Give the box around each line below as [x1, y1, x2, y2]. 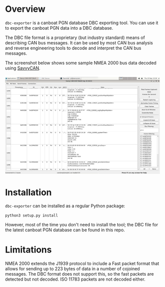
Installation [5, 186, 52, 198]
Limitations [5, 244, 52, 255]
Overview [5, 3, 46, 15]
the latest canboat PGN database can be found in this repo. [5, 227, 125, 233]
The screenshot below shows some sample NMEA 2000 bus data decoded [5, 60, 157, 66]
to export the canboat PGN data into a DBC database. [5, 25, 113, 31]
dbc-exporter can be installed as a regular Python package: [5, 203, 125, 209]
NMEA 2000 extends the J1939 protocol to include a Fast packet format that [5, 260, 160, 267]
